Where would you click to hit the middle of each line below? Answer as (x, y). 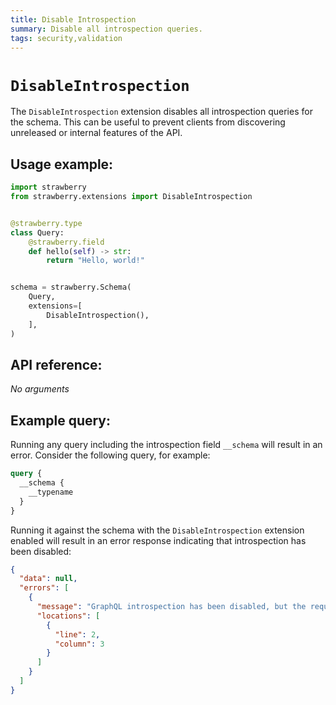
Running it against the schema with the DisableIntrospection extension (157, 530)
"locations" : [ (68, 616)
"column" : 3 (79, 644)
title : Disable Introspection (73, 19)
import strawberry (48, 187)
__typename (51, 492)
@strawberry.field (66, 242)
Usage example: (62, 164)
